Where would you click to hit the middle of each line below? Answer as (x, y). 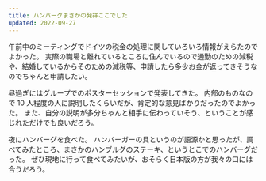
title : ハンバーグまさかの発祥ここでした (68, 15)
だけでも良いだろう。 (64, 123)
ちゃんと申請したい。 (57, 76)
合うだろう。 (29, 169)
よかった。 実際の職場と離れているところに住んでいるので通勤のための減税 (131, 56)
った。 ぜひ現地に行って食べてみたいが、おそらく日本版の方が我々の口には (131, 159)
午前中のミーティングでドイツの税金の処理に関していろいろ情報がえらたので (133, 46)
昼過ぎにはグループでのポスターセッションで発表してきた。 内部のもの (124, 92)
